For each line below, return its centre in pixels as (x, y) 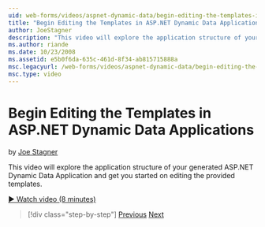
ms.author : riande (38, 45)
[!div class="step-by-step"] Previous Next (95, 214)
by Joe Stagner (33, 151)
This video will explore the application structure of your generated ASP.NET (131, 167)
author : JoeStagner (40, 30)
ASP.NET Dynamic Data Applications (131, 130)
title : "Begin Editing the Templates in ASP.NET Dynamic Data (112, 23)
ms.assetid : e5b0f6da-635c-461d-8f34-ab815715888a (93, 60)
